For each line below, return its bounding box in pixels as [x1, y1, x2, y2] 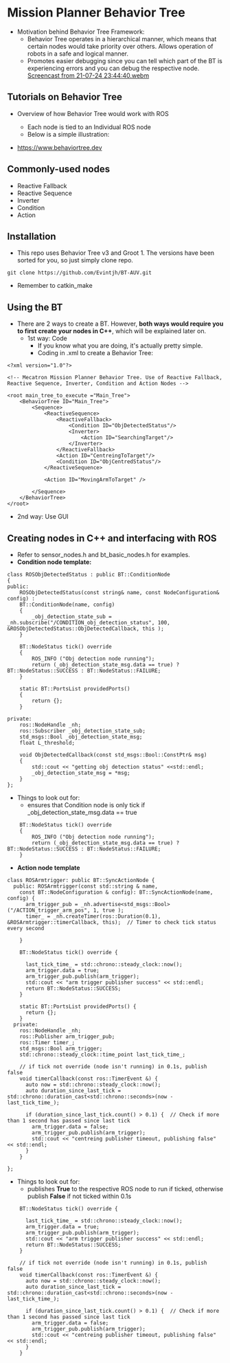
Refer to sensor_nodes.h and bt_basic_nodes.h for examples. [16, 551, 190, 559]
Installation [7, 230, 56, 242]
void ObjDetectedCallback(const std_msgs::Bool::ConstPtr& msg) [19, 752, 207, 758]
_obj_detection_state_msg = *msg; [32, 769, 130, 776]
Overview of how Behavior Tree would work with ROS [16, 109, 170, 117]
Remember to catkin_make [16, 282, 93, 290]
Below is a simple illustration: [27, 130, 110, 138]
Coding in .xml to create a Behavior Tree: [37, 349, 153, 357]
